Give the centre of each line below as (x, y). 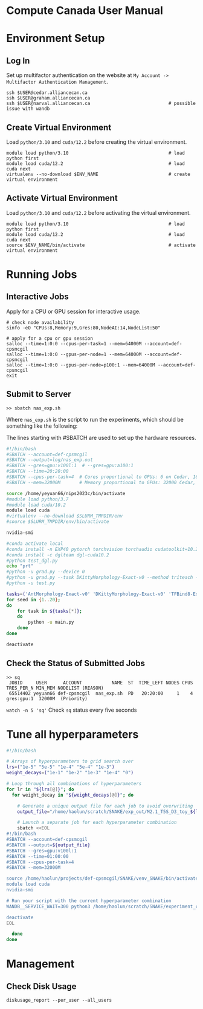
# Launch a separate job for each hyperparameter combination (97, 823)
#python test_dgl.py (32, 561)
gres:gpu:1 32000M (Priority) (47, 698)
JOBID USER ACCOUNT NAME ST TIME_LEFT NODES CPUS (101, 683)
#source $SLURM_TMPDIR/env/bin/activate (58, 522)
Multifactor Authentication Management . (57, 82)
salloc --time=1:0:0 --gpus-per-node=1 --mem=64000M (74, 354)
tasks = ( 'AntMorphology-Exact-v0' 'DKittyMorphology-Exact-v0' (86, 594)
